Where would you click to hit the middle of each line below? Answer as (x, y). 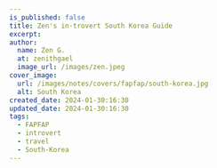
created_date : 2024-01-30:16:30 (69, 100)
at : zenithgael (45, 59)
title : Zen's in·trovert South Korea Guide (91, 26)
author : (24, 42)
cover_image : (33, 76)
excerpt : (25, 34)
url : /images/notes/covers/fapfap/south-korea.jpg (113, 84)
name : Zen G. (41, 51)
